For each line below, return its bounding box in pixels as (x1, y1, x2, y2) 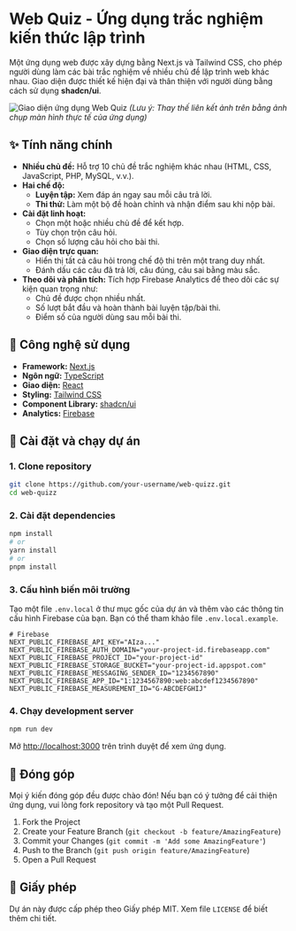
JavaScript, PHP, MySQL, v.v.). (21, 170, 134, 181)
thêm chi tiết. (9, 912, 57, 923)
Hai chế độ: (21, 180, 65, 190)
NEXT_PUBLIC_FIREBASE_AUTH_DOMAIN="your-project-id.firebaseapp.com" (9, 645, 271, 655)
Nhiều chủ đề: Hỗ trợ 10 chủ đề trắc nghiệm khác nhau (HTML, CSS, (21, 160, 272, 172)
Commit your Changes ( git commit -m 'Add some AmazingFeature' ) (21, 835, 267, 846)
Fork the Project (21, 816, 81, 827)
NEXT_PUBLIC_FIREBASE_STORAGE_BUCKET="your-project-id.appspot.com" (9, 661, 267, 670)
